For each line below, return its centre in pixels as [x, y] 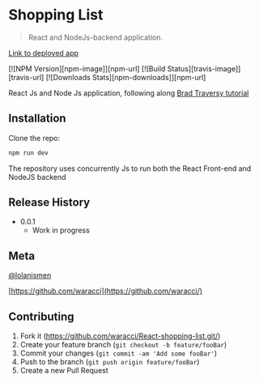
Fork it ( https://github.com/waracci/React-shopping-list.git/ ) [120, 336]
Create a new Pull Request [64, 371]
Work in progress [61, 230]
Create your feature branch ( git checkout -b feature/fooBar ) [123, 345]
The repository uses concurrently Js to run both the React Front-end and [130, 168]
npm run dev [28, 153]
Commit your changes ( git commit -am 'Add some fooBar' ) [119, 353]
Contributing [41, 316]
